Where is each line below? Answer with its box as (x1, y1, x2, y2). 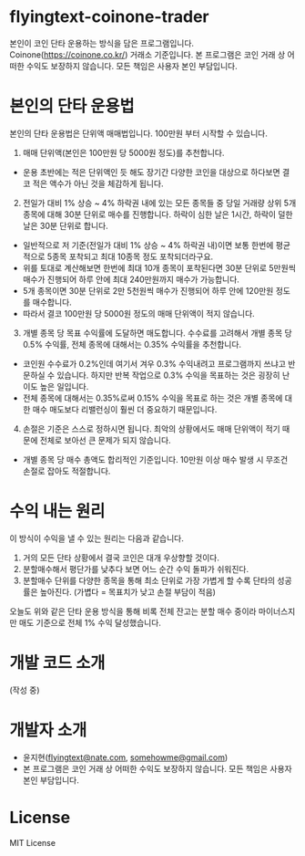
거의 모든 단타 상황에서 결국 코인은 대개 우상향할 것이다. (22, 552, 220, 563)
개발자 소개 (9, 719, 87, 740)
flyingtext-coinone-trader (9, 6, 209, 27)
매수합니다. (32, 297, 73, 308)
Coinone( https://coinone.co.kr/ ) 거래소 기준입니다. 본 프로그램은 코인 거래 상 (9, 48, 286, 60)
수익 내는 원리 (9, 501, 106, 522)
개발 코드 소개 (9, 652, 106, 673)
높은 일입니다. (39, 381, 89, 391)
